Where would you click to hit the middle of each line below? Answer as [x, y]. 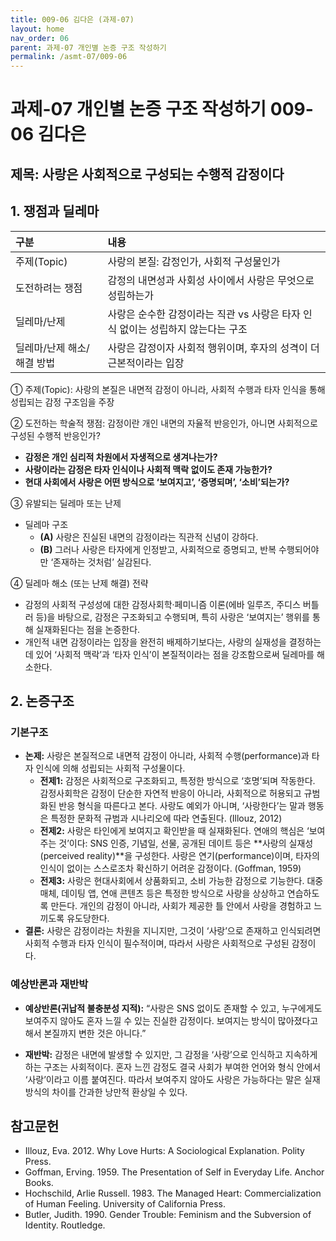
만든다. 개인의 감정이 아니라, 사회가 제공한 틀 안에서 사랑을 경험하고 [181, 906]
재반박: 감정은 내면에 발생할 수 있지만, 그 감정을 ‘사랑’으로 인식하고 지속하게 [171, 1054]
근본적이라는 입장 [146, 363]
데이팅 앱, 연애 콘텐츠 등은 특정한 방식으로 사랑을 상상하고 [173, 893]
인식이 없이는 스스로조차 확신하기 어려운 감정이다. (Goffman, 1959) [170, 868]
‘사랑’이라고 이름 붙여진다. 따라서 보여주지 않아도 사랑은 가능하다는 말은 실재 [172, 1079]
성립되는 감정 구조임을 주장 [62, 402]
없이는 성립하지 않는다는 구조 [183, 329]
